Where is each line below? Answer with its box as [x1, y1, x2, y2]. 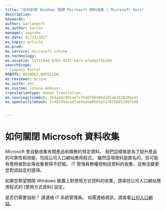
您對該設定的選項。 [5, 167, 45, 173]
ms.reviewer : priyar [5, 76, 48, 81]
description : [5, 12, 32, 17]
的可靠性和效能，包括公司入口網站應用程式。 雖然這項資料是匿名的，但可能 [5, 155, 159, 161]
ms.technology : [5, 53, 37, 59]
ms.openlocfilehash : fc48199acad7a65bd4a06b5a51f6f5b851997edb [5, 100, 139, 105]
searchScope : [5, 63, 32, 68]
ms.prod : [5, 44, 23, 49]
